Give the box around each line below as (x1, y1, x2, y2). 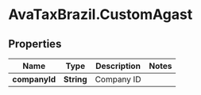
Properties (8, 37, 62, 51)
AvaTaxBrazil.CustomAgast (8, 6, 193, 24)
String (63, 74, 87, 85)
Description (95, 61, 141, 71)
